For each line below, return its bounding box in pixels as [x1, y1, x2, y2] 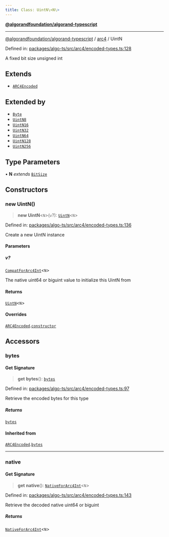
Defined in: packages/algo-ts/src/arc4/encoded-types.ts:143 [5, 492, 132, 498]
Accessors [5, 337, 40, 346]
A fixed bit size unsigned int [5, 55, 63, 61]
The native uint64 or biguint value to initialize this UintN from [5, 277, 131, 283]
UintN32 [12, 128, 29, 133]
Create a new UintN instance [5, 232, 65, 238]
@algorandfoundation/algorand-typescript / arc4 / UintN [5, 36, 123, 42]
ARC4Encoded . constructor [5, 323, 56, 329]
